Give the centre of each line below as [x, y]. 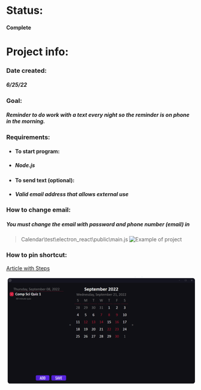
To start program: [37, 152]
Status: [25, 11]
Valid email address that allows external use [72, 194]
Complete [19, 27]
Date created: [26, 70]
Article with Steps [28, 268]
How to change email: [38, 210]
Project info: [37, 51]
